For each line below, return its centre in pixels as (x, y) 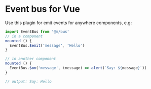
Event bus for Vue (43, 9)
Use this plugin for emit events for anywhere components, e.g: (69, 23)
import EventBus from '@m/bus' (37, 31)
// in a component (24, 36)
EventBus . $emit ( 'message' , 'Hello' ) (47, 45)
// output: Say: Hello (28, 81)
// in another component (31, 59)
